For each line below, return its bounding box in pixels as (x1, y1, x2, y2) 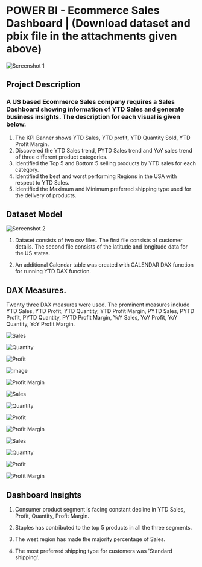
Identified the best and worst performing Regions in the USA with (14, 173, 177, 180)
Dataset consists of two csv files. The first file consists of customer (14, 236, 183, 244)
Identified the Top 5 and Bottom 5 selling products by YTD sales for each (14, 159, 196, 166)
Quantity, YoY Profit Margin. (6, 320, 75, 328)
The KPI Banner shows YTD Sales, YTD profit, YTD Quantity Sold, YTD (14, 134, 191, 141)
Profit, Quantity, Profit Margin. (14, 512, 89, 519)
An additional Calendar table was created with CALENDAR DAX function (14, 261, 194, 268)
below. (6, 120, 27, 128)
